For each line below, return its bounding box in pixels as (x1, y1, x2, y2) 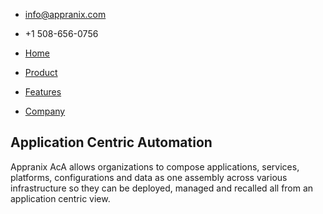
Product (24, 67, 58, 78)
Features (24, 86, 62, 98)
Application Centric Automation (10, 134, 213, 151)
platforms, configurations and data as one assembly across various (10, 171, 288, 183)
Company (24, 105, 66, 117)
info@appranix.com (24, 9, 107, 20)
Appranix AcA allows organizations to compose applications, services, (10, 160, 300, 173)
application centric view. (10, 192, 111, 204)
